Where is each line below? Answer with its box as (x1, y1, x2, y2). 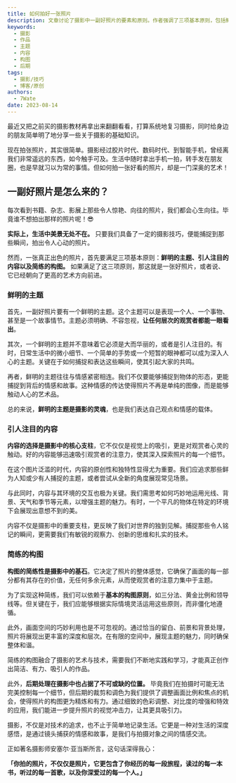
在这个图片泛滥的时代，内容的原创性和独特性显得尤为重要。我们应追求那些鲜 (7, 465, 229, 474)
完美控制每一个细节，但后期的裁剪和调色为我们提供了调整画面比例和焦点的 (7, 688, 223, 697)
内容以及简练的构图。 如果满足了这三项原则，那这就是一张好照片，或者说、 (7, 261, 225, 271)
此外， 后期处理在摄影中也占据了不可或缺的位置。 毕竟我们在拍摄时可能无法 (7, 679, 225, 687)
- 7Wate (13, 96, 37, 103)
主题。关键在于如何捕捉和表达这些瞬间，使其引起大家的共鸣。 (19, 357, 198, 365)
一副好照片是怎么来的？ (7, 186, 109, 198)
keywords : (7, 23, 37, 30)
